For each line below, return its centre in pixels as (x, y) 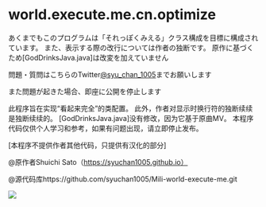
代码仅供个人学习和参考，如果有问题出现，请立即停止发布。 (106, 128)
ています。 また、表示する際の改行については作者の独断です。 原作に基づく (131, 47)
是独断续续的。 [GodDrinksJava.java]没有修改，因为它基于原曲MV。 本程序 (131, 118)
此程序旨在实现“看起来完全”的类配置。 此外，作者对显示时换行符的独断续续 (131, 108)
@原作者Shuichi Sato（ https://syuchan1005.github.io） (98, 162)
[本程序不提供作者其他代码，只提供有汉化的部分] (87, 145)
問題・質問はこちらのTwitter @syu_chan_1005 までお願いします (110, 74)
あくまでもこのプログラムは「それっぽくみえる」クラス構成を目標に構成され (133, 37)
